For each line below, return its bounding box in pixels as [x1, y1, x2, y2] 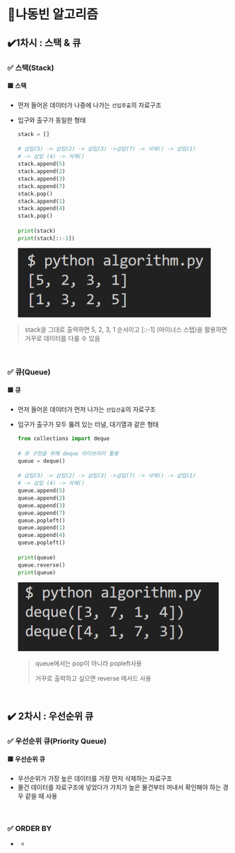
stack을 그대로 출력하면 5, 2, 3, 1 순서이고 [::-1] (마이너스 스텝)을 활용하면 [24, 325, 228, 334]
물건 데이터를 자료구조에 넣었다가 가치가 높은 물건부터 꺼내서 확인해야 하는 [17, 783, 222, 792]
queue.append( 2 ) [17, 495, 66, 502]
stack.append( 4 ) [17, 205, 66, 212]
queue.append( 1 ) [17, 524, 66, 531]
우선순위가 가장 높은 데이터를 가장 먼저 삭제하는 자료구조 [17, 774, 173, 783]
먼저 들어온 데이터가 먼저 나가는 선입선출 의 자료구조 [17, 405, 156, 413]
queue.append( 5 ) [17, 488, 66, 495]
